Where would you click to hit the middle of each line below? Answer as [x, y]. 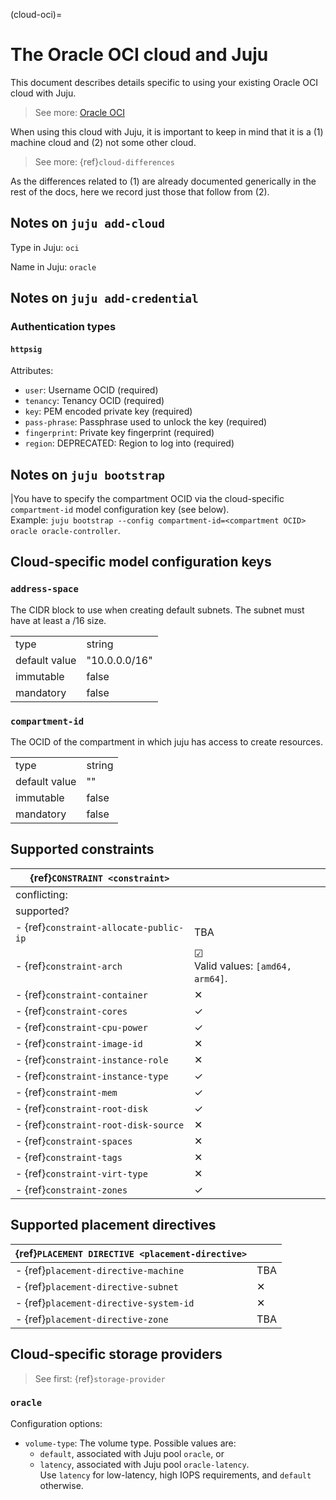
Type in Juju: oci [45, 247]
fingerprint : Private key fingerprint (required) [119, 433]
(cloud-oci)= [36, 14]
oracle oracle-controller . [65, 531]
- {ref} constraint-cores [71, 1011]
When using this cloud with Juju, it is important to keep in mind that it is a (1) [167, 131]
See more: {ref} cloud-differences [104, 161]
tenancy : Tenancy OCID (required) [94, 401]
